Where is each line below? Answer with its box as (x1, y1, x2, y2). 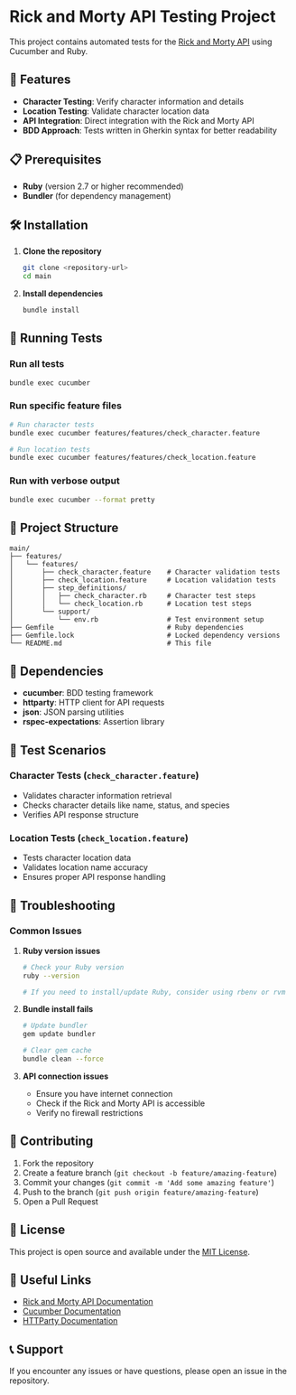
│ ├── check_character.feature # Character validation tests (9, 567, 281, 577)
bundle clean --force (22, 1054, 104, 1063)
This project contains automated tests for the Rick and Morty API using (9, 36, 273, 47)
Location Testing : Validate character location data (22, 106, 210, 117)
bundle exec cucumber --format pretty (9, 495, 155, 504)
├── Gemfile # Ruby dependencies (9, 623, 245, 632)
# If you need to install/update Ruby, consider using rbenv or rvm (22, 988, 286, 997)
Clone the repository (22, 246, 102, 257)
